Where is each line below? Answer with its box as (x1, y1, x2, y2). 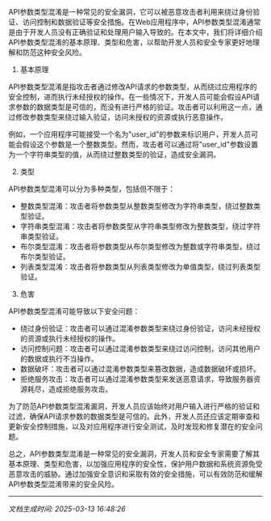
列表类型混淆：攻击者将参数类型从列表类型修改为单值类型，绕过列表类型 (19, 262, 261, 271)
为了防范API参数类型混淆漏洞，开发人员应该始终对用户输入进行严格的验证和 (8, 401, 261, 411)
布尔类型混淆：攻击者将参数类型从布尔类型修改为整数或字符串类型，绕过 (19, 242, 261, 251)
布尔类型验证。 (19, 252, 70, 261)
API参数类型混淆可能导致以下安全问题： (8, 307, 140, 316)
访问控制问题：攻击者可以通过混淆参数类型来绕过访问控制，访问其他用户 (19, 344, 261, 354)
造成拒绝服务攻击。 (48, 384, 113, 394)
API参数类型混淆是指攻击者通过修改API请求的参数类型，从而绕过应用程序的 (8, 82, 257, 91)
